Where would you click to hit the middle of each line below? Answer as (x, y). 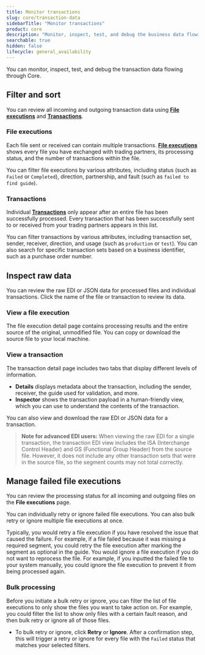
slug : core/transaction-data (43, 18)
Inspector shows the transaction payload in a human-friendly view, (99, 399)
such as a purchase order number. (49, 257)
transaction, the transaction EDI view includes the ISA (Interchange (105, 442)
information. (22, 375)
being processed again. (36, 571)
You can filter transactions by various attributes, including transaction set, (99, 237)
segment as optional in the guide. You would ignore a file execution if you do (103, 552)
